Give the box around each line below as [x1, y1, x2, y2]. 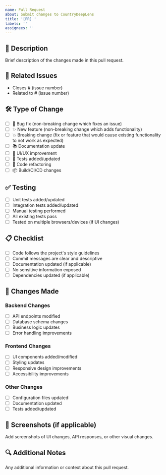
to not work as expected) [12, 137, 64, 143]
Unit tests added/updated [12, 196, 65, 202]
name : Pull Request [5, 7, 46, 12]
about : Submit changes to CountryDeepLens [5, 12, 94, 17]
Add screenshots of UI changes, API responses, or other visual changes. [5, 433, 154, 439]
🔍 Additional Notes [5, 449, 66, 457]
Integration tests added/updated [12, 202, 78, 208]
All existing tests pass [12, 213, 57, 219]
